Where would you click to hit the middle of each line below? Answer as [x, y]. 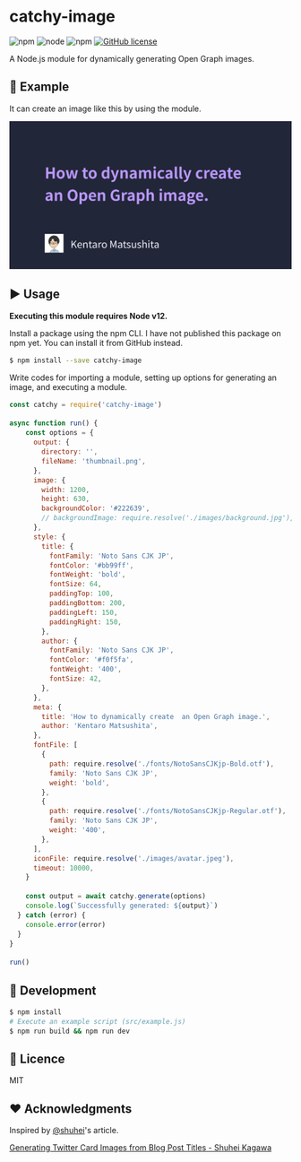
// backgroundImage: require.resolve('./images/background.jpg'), [168, 518]
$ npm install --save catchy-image [76, 360]
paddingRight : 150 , [86, 622]
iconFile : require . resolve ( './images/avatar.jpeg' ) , [133, 858]
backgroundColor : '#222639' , [96, 508]
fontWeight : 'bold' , [87, 575]
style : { [49, 537]
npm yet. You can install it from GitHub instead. [96, 343]
